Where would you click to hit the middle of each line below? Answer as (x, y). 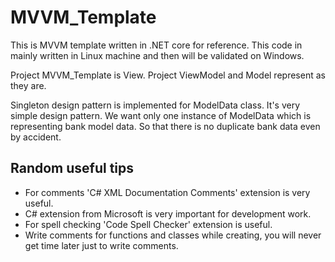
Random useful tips (72, 168)
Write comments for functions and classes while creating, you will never (173, 235)
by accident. (36, 137)
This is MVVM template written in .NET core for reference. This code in (156, 45)
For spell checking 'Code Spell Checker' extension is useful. (148, 224)
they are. (28, 85)
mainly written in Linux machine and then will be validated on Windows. (157, 55)
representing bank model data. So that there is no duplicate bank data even (165, 126)
